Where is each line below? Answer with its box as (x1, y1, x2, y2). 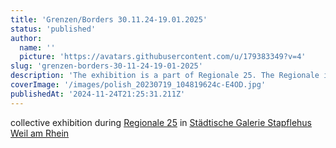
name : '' (19, 42, 56, 53)
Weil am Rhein (10, 127, 70, 139)
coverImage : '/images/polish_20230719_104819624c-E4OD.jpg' (10, 80, 267, 90)
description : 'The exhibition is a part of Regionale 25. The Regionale (10, 71, 320, 81)
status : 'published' (10, 24, 97, 34)
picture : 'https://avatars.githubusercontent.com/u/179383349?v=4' (19, 52, 307, 62)
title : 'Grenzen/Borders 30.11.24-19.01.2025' (10, 14, 208, 25)
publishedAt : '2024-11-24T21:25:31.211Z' (10, 89, 186, 99)
